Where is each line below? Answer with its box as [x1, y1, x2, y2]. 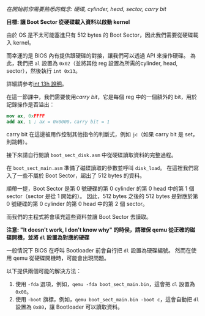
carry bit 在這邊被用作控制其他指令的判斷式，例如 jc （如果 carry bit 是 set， [6, 130, 198, 138]
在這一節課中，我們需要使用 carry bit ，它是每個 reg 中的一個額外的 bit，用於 [6, 94, 198, 100]
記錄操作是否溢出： [6, 101, 55, 108]
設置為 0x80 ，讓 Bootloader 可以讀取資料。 [15, 303, 124, 310]
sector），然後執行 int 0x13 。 [6, 67, 81, 75]
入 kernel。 [6, 39, 35, 46]
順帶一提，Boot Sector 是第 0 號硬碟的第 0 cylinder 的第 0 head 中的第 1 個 [6, 185, 195, 192]
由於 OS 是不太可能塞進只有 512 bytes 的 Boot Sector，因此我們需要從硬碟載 [6, 31, 199, 39]
